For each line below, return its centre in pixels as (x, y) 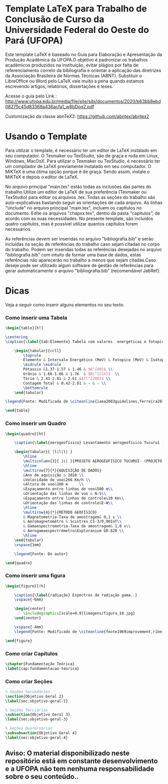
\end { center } (28, 618)
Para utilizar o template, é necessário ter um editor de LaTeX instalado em (81, 150)
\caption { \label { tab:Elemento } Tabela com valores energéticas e (76, 341)
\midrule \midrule (42, 365)
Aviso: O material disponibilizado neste (67, 753)
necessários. (18, 229)
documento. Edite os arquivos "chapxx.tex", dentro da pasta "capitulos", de (83, 213)
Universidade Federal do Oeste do (77, 30)
